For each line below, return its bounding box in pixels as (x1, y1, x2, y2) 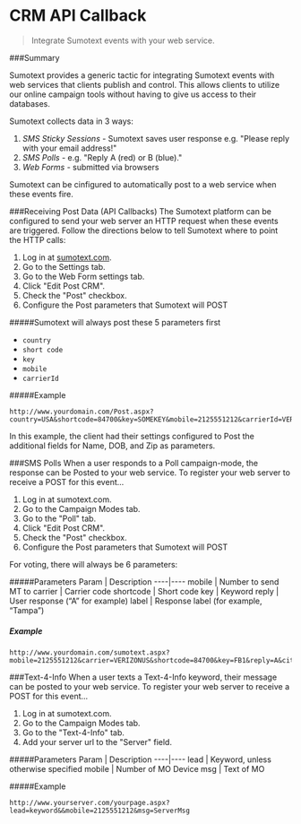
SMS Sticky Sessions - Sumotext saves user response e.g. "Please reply (21, 133, 289, 143)
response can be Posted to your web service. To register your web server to (9, 467, 291, 478)
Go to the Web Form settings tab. (21, 271, 145, 282)
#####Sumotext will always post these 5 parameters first (9, 317, 221, 327)
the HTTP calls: (9, 234, 66, 245)
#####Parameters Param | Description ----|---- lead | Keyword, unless (9, 754, 271, 765)
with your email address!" (21, 143, 117, 153)
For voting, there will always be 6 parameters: (9, 559, 178, 569)
